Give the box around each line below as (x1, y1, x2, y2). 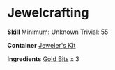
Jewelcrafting (7, 5, 89, 21)
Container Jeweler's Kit (7, 41, 76, 49)
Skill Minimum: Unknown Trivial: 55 (7, 28, 109, 36)
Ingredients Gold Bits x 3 (7, 54, 79, 63)
